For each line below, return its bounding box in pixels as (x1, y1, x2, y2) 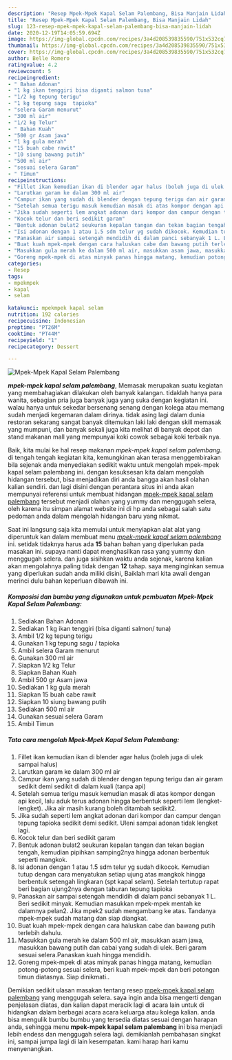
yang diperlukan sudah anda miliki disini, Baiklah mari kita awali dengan (8, 570, 211, 578)
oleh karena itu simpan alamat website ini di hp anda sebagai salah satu (8, 505, 211, 513)
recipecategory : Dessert (8, 343, 79, 350)
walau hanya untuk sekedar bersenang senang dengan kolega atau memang (8, 403, 224, 412)
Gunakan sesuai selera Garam (17, 712, 103, 721)
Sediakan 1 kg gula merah (17, 683, 91, 692)
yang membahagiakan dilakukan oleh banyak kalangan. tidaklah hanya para (8, 389, 222, 397)
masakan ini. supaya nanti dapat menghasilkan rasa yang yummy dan (8, 548, 205, 556)
